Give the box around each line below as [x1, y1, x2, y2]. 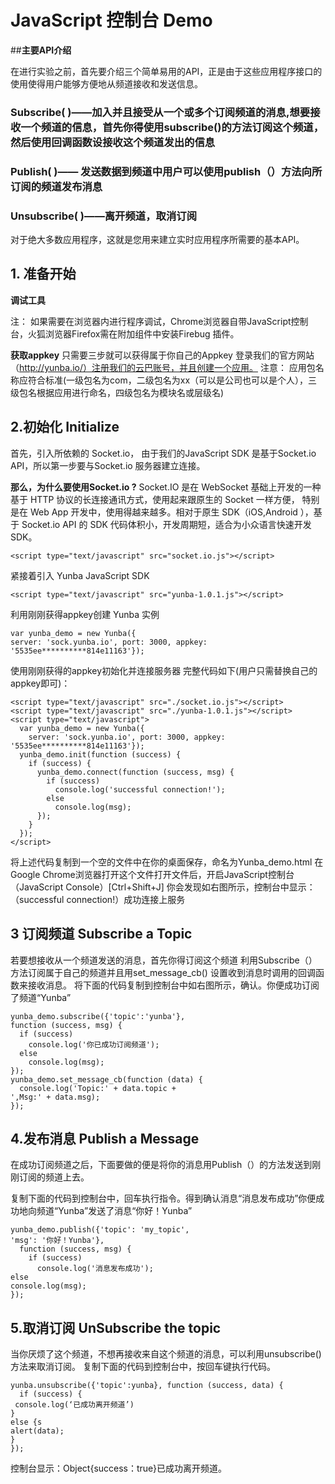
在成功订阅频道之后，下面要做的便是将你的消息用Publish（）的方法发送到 [10, 1159, 313, 1171]
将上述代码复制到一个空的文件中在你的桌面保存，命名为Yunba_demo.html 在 [10, 856, 324, 868]
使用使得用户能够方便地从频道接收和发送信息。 [10, 77, 203, 90]
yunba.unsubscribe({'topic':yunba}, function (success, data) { [10, 1381, 284, 1391]
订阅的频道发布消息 [10, 179, 103, 193]
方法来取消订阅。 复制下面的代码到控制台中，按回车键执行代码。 [10, 1361, 276, 1373]
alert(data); [10, 1426, 65, 1436]
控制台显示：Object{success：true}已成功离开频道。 [10, 1462, 228, 1475]
